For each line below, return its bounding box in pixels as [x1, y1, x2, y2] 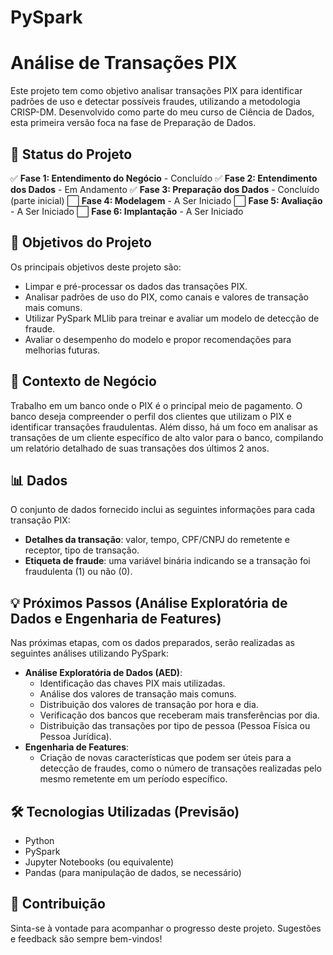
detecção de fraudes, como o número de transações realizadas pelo [39, 762, 322, 775]
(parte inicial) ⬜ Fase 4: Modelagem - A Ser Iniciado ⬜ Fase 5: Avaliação [10, 194, 323, 206]
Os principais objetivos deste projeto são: [10, 261, 182, 273]
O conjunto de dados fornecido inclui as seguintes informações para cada [10, 504, 316, 516]
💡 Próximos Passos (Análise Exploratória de [10, 594, 288, 611]
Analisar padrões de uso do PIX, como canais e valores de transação [24, 291, 309, 303]
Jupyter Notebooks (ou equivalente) [24, 856, 175, 868]
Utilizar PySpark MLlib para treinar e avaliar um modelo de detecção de [24, 312, 320, 324]
